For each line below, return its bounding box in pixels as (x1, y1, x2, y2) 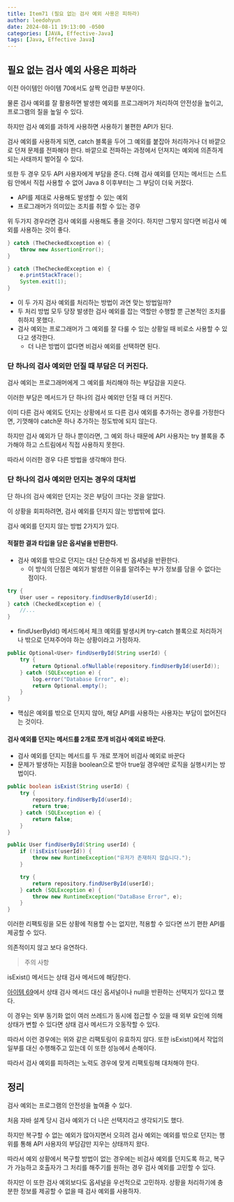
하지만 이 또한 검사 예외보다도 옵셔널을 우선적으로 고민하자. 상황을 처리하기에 (7, 1178, 217, 1187)
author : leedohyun (7, 17, 61, 24)
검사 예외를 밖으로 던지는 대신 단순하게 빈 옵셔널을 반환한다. (17, 556, 180, 564)
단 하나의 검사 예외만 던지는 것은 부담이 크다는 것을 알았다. (7, 491, 166, 501)
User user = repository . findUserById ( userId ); (20, 594, 158, 601)
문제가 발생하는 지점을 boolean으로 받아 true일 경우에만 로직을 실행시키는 (17, 760, 219, 769)
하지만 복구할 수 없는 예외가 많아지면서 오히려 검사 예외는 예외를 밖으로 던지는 (7, 1131, 218, 1139)
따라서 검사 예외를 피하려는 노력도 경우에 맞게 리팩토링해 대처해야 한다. (7, 1058, 199, 1068)
